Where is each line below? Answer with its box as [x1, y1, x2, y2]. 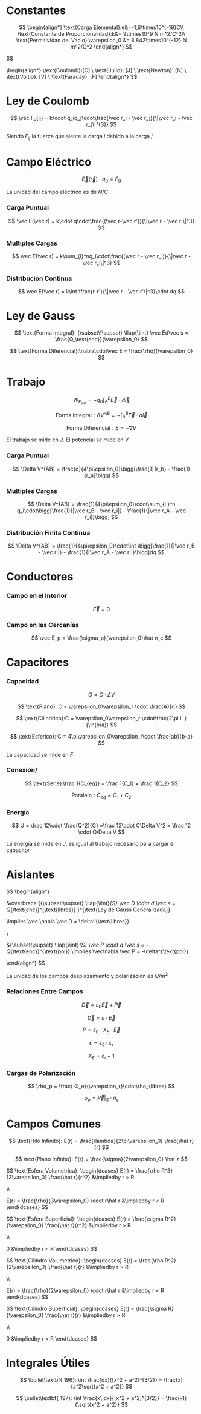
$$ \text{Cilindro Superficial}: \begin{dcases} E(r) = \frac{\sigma [6, 1305, 167, 1313]
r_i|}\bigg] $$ [85, 514, 118, 520]
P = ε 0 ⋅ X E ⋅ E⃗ [82, 1026, 121, 1034]
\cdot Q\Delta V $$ [78, 828, 125, 836]
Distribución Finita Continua [6, 528, 91, 537]
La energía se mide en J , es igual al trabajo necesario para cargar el [6, 840, 175, 847]
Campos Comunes [6, 1117, 101, 1131]
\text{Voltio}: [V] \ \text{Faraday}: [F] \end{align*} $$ [6, 73, 138, 80]
